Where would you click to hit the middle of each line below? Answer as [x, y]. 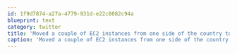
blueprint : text [31, 20]
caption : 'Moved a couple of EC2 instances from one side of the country [118, 40]
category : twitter [34, 27]
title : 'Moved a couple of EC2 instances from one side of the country [115, 33]
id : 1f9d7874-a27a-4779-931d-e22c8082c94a [71, 14]
